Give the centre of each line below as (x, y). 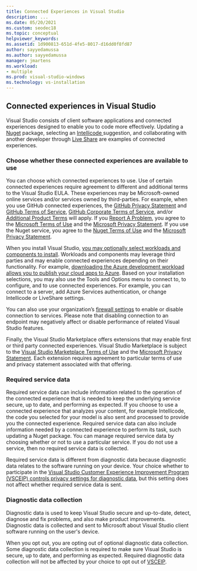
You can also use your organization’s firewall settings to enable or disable (95, 309)
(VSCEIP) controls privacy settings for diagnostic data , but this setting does (97, 478)
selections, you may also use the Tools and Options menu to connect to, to (96, 279)
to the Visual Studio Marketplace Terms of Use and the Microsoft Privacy (94, 352)
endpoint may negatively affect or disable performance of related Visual (93, 322)
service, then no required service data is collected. (67, 448)
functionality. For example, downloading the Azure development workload (95, 267)
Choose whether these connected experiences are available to (97, 160)
